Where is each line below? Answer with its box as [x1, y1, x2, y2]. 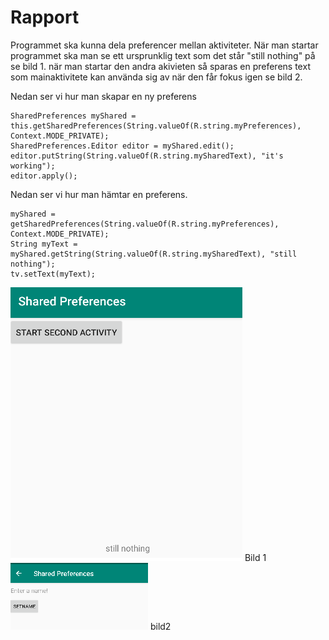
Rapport [10, 6, 80, 29]
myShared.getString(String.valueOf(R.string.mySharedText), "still [10, 249, 298, 259]
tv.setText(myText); [10, 269, 97, 279]
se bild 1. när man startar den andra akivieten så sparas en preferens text [10, 60, 311, 72]
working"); [10, 161, 56, 171]
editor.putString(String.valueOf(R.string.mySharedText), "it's [10, 151, 284, 161]
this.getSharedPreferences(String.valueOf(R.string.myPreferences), [10, 121, 302, 131]
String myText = [10, 239, 78, 249]
